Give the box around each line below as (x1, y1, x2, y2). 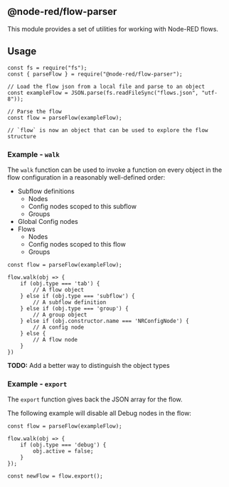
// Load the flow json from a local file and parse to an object (7, 83, 205, 90)
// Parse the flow (7, 108, 62, 115)
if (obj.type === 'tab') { (20, 280, 100, 287)
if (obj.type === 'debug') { (20, 441, 107, 448)
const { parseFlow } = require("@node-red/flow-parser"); (7, 71, 183, 78)
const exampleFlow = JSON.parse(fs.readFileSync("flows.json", (7, 89, 199, 96)
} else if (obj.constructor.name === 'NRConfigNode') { (20, 317, 190, 324)
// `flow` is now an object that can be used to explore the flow (7, 126, 208, 134)
